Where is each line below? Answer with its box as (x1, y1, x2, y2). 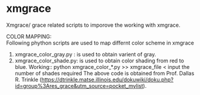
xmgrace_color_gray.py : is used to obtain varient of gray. (14, 50, 156, 58)
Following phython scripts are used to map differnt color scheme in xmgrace (6, 39, 194, 46)
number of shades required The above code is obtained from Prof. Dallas (14, 69, 195, 77)
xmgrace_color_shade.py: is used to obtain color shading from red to (14, 57, 184, 64)
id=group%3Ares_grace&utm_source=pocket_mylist (14, 82, 143, 89)
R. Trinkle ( (14, 76, 42, 83)
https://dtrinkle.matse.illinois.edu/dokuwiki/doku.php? (41, 76, 174, 83)
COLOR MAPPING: (6, 33, 52, 40)
